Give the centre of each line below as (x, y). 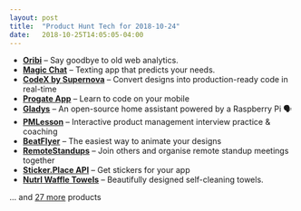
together (39, 160)
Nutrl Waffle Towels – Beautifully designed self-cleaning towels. (143, 180)
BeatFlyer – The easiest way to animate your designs (122, 141)
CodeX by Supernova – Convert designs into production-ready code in (155, 80)
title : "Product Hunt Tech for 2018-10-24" (95, 26)
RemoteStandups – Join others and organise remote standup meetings (155, 151)
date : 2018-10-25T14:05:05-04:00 (77, 34)
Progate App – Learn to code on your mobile (106, 99)
